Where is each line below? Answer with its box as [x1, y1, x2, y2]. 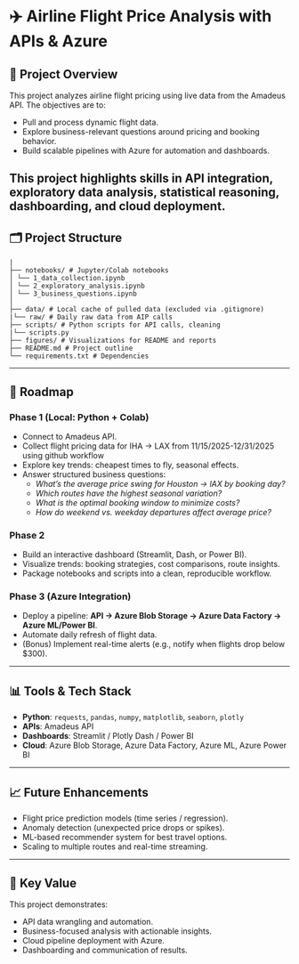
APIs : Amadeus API [21, 721, 94, 732]
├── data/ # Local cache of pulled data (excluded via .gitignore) [9, 305, 265, 314]
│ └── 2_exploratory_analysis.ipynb [9, 281, 145, 291]
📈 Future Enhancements [9, 784, 149, 800]
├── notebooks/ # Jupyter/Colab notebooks [9, 266, 169, 275]
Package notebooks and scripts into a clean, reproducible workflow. [21, 568, 272, 579]
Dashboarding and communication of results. [21, 944, 189, 955]
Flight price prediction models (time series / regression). [21, 813, 229, 823]
